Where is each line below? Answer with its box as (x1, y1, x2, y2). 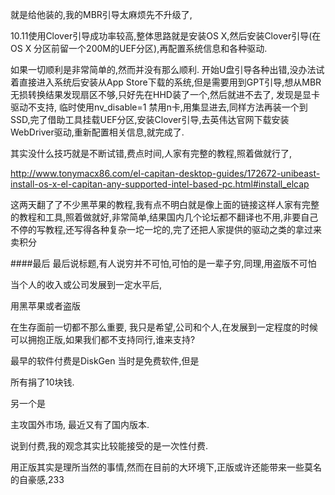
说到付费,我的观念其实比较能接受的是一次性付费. (10, 440, 209, 452)
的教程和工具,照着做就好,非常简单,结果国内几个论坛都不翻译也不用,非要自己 (10, 211, 319, 223)
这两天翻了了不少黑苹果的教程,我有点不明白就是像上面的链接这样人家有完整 (10, 199, 320, 210)
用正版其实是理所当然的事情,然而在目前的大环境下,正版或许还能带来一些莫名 (10, 461, 323, 473)
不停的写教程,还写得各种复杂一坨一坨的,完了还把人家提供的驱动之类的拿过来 (10, 224, 323, 235)
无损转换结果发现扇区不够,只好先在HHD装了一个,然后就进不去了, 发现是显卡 (10, 89, 320, 100)
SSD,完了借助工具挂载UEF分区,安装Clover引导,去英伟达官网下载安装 (10, 114, 290, 125)
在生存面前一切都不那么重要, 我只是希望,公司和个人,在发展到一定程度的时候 (10, 321, 319, 333)
